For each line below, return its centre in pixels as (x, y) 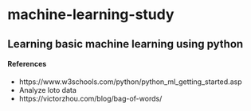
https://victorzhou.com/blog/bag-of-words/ (90, 98)
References (27, 64)
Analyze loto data (48, 90)
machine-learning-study (91, 15)
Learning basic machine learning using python (125, 44)
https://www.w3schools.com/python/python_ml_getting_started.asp (130, 82)
